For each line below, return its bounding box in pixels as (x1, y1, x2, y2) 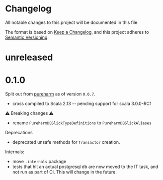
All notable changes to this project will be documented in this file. (5, 19, 139, 25)
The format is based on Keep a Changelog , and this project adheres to (5, 29, 149, 35)
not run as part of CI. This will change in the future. (12, 169, 117, 175)
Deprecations (5, 130, 33, 136)
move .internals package (12, 159, 67, 165)
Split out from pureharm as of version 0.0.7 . (5, 91, 95, 97)
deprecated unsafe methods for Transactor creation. (12, 139, 120, 145)
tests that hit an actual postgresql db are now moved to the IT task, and (12, 164, 159, 170)
